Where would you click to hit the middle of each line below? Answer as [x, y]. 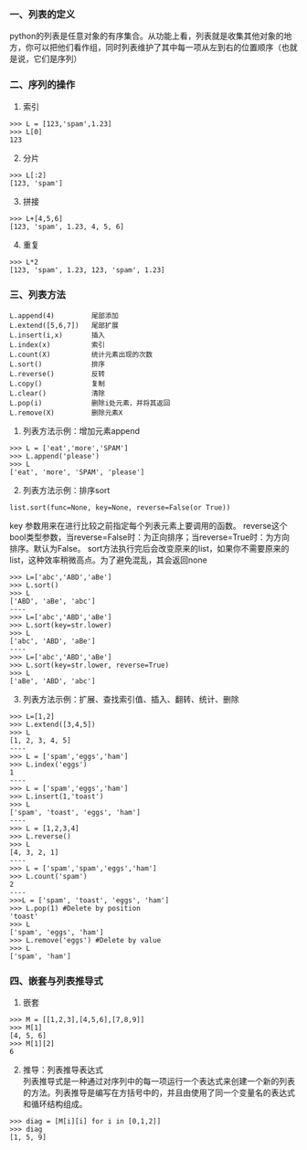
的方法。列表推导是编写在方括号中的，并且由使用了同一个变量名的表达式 [159, 1092]
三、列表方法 [38, 294]
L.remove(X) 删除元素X [66, 413]
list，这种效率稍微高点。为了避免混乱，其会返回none [108, 560]
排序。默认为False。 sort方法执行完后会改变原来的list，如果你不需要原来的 [149, 548]
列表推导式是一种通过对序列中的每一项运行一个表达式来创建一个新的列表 [159, 1081]
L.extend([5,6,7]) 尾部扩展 [64, 325]
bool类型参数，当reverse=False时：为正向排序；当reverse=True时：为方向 [150, 537]
